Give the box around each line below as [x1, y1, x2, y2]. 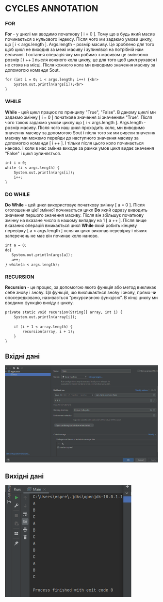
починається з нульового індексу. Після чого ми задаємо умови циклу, [5, 36, 153, 42]
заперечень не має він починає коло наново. [5, 233, 99, 239]
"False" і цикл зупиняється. [5, 150, 62, 156]
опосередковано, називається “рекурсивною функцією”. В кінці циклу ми [5, 295, 158, 301]
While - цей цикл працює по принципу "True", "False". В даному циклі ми [5, 109, 156, 115]
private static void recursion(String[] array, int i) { [5, 310, 123, 315]
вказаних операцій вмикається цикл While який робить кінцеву [5, 222, 137, 228]
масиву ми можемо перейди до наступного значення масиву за [5, 135, 139, 141]
